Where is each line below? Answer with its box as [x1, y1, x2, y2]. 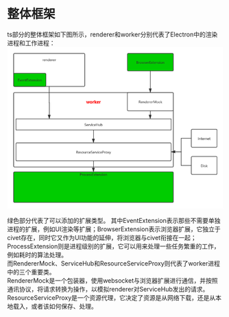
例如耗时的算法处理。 [7, 251, 67, 259]
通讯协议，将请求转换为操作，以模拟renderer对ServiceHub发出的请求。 [7, 285, 209, 294]
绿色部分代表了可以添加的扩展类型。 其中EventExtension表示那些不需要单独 [7, 217, 221, 225]
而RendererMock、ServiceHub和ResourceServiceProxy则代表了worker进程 [7, 259, 221, 268]
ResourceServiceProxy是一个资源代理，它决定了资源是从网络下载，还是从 [7, 294, 216, 302]
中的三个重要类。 [7, 268, 56, 277]
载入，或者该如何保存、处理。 [12, 303, 97, 311]
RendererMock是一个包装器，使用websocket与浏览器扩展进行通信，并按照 [7, 277, 218, 285]
